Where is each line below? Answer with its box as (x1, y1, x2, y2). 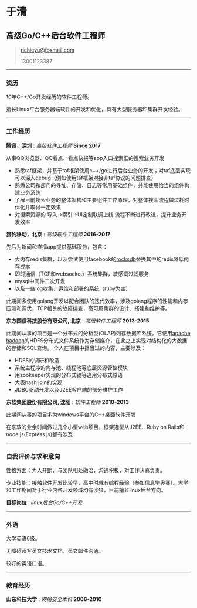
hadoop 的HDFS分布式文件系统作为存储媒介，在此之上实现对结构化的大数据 (6, 337, 188, 344)
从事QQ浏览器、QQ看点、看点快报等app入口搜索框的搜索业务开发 (6, 154, 165, 161)
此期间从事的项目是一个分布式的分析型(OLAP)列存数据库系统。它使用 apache (6, 330, 191, 337)
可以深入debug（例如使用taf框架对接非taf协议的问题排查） (14, 174, 157, 181)
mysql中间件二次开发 (14, 277, 66, 284)
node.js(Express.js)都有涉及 (6, 430, 73, 437)
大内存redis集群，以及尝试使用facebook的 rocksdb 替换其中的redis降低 (14, 256, 184, 263)
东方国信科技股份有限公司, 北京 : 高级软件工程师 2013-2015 (6, 317, 150, 324)
